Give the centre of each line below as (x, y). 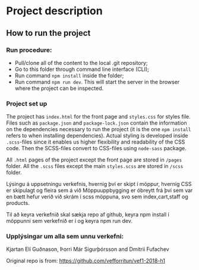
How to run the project (48, 33)
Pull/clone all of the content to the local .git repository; (81, 63)
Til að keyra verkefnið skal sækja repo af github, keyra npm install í (88, 215)
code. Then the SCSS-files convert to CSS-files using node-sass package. (97, 148)
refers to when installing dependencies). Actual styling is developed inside (97, 136)
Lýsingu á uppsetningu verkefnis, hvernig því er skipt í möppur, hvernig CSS (99, 184)
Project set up (27, 104)
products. (18, 203)
